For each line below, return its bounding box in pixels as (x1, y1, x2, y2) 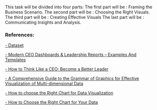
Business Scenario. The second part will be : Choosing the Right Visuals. (5, 9, 150, 15)
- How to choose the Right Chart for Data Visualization (5, 90, 114, 96)
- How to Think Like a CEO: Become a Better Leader (5, 66, 109, 72)
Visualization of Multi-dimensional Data (5, 81, 83, 86)
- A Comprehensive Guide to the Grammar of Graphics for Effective (5, 76, 140, 82)
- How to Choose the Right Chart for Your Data (5, 99, 98, 105)
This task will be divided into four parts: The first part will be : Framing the (5, 4, 153, 10)
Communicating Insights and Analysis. (5, 19, 81, 25)
